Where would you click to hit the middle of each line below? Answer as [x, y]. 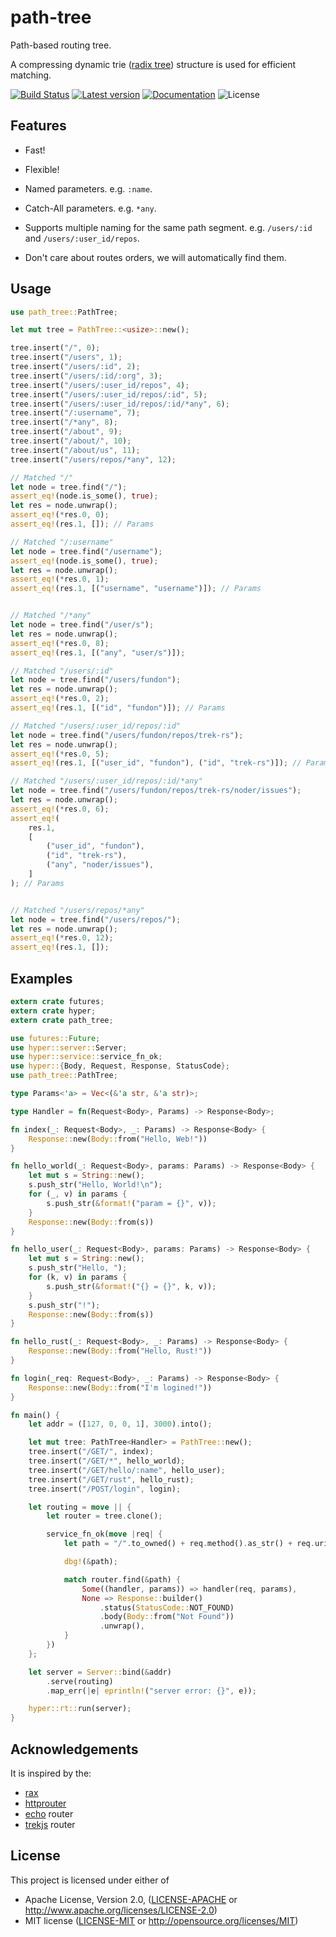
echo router [49, 1813]
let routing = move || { [80, 1507]
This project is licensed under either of [90, 1880]
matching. [31, 75]
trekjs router [50, 1824]
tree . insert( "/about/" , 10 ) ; [71, 441]
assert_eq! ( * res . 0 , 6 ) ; [60, 809]
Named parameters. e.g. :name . [88, 188]
